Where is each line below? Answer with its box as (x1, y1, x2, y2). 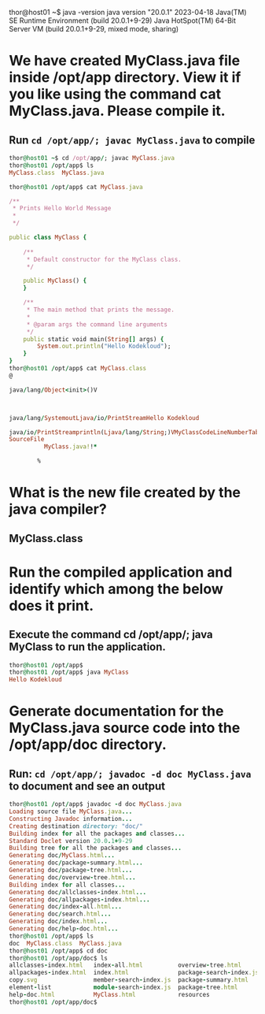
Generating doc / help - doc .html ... (9, 925, 119, 933)
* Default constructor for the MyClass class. (26, 255, 182, 263)
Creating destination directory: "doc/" (9, 822, 144, 830)
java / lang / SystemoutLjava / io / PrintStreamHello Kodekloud (9, 414, 200, 422)
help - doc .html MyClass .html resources (9, 990, 211, 998)
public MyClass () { (23, 277, 87, 285)
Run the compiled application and (9, 563, 233, 581)
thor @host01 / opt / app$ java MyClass (9, 668, 129, 677)
